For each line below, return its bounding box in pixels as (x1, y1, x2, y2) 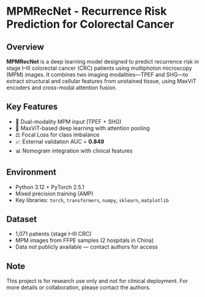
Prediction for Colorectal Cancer (6, 17, 174, 31)
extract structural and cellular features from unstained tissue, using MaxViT (6, 78, 197, 85)
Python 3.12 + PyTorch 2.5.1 (15, 183, 84, 190)
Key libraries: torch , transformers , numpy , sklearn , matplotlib (15, 196, 170, 203)
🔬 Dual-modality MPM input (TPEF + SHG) (15, 118, 122, 125)
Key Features (6, 102, 58, 112)
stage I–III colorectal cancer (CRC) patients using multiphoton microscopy (6, 64, 193, 72)
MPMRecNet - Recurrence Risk (6, 4, 167, 18)
